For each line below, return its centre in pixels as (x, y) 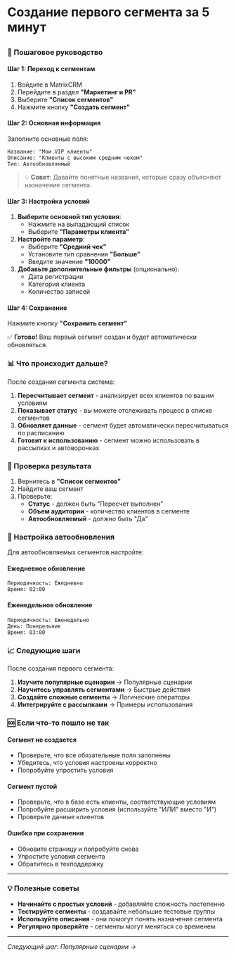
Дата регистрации (55, 277)
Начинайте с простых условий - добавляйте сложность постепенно (121, 904)
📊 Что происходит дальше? (58, 363)
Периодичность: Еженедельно (48, 620)
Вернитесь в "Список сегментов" (69, 481)
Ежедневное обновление (46, 568)
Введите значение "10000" (69, 262)
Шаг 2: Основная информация (54, 123)
